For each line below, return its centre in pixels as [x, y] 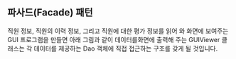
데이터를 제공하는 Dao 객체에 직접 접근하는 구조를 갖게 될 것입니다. [126, 48]
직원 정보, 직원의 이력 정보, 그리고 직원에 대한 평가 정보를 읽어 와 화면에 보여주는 [118, 31]
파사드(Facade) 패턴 [50, 13]
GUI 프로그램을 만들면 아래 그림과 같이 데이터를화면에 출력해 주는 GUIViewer [114, 39]
